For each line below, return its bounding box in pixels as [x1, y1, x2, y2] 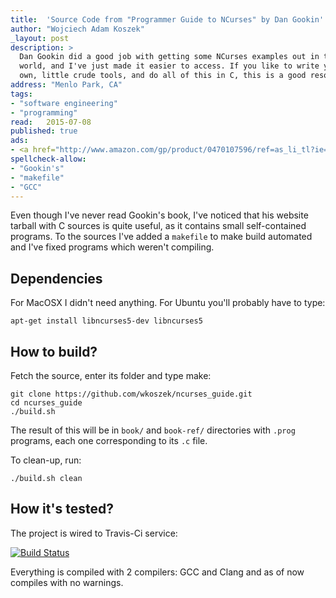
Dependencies [10, 270, 103, 287]
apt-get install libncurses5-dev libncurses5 [10, 316, 203, 326]
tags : [10, 89, 33, 99]
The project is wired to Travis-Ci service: [10, 527, 178, 539]
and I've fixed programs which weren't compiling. [10, 241, 215, 253]
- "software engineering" [10, 98, 118, 108]
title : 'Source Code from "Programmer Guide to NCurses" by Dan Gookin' [10, 14, 325, 25]
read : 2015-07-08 [10, 117, 92, 127]
